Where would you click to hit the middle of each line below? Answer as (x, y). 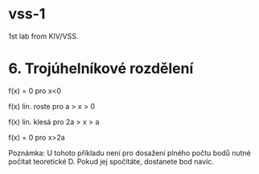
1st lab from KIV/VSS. (43, 36)
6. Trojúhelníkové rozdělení (101, 69)
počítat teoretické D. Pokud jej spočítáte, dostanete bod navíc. (111, 161)
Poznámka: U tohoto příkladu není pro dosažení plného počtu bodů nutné (130, 152)
